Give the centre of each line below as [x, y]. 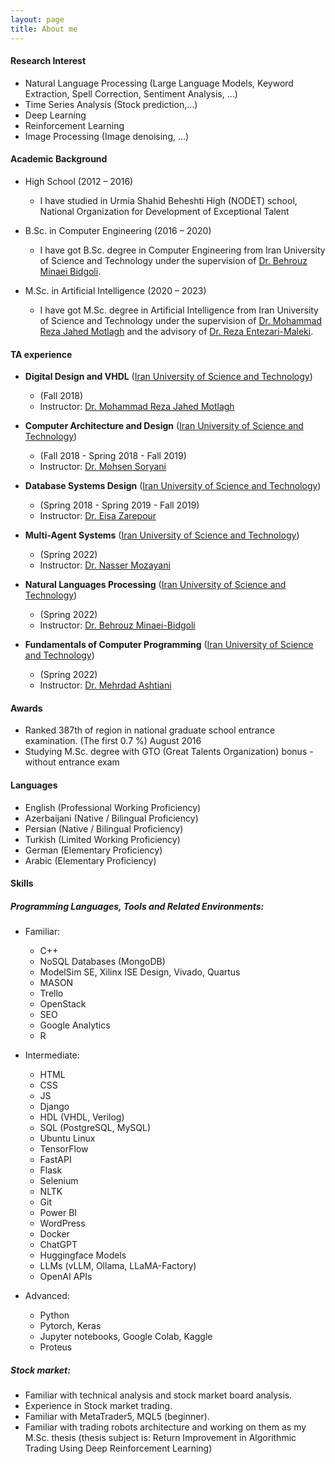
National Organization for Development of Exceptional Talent [164, 211]
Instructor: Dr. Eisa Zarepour [98, 516]
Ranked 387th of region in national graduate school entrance [150, 730]
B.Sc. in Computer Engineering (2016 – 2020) [118, 230]
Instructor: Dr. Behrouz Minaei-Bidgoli [117, 625]
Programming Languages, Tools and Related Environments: [137, 906]
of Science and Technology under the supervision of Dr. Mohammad [180, 320]
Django [54, 1107]
